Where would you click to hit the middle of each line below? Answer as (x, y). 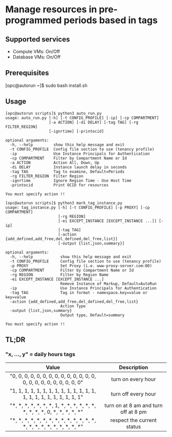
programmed (34, 20)
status (134, 427)
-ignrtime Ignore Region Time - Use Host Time (71, 180)
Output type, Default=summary (92, 315)
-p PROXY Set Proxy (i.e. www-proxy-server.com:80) (81, 266)
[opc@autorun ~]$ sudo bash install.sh (47, 85)
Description (134, 367)
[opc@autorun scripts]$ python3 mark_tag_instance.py (64, 203)
